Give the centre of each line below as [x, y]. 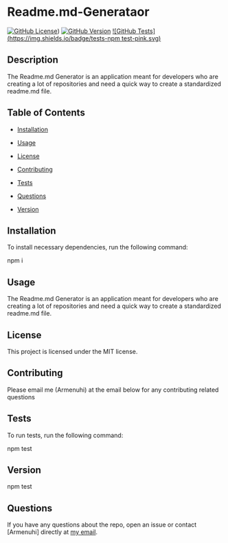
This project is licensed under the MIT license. [72, 352]
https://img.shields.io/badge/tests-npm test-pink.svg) [85, 38]
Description [33, 60]
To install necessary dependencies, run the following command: [98, 247]
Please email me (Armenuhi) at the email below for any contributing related [113, 390]
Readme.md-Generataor [78, 12]
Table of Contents [46, 113]
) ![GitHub [97, 31]
